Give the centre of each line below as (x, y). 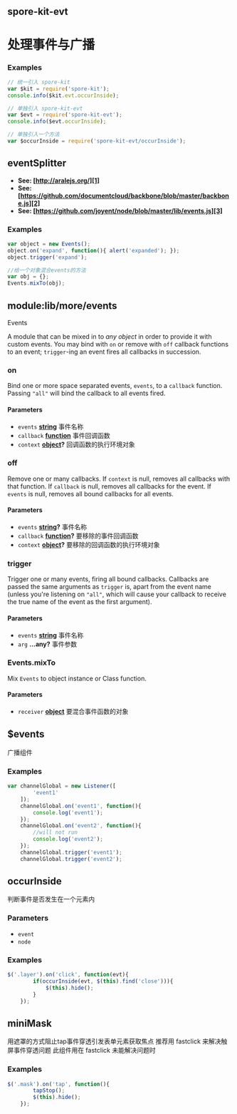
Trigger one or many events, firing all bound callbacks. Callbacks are (108, 579)
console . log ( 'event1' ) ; (68, 812)
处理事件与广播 (51, 45)
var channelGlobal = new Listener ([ (62, 786)
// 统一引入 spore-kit (39, 82)
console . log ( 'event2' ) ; (68, 839)
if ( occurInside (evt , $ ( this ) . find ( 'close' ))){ (103, 981)
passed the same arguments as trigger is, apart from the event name (110, 587)
